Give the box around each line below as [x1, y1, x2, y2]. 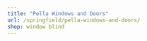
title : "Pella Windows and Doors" [7, 10, 110, 17]
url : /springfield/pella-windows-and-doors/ [7, 17, 141, 24]
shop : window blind [7, 23, 65, 30]
